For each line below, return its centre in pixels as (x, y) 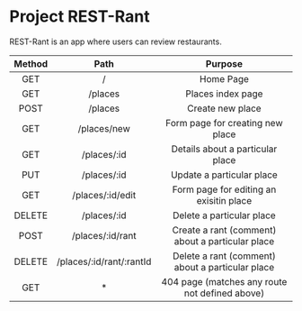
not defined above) (224, 293)
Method (31, 63)
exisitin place (224, 200)
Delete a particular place (224, 215)
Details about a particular (224, 149)
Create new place (225, 108)
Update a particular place (224, 175)
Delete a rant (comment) (224, 256)
